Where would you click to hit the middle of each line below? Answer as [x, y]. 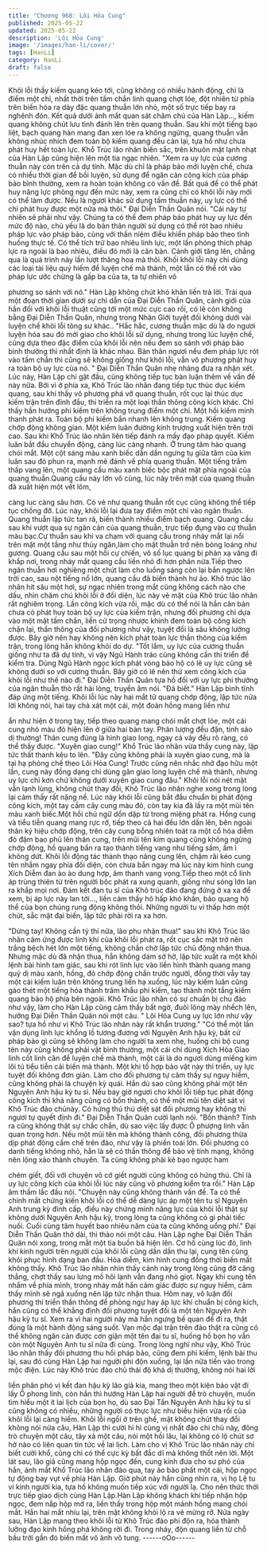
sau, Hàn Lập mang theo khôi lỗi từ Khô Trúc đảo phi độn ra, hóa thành [124, 1521]
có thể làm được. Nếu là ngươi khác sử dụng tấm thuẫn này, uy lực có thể [128, 200]
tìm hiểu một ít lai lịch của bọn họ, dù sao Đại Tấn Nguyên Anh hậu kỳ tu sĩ [130, 1402]
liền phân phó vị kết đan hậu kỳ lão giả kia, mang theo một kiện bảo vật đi [128, 1385]
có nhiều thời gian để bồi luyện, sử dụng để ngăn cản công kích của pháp [128, 175]
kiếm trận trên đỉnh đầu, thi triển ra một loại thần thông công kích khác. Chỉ [131, 402]
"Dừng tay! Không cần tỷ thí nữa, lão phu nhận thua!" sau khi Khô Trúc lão [129, 931]
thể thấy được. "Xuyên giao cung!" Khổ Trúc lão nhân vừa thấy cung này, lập [133, 746]
